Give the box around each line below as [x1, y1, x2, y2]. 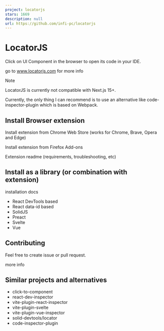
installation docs [5, 188, 38, 195]
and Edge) [5, 135, 26, 141]
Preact [12, 214, 26, 220]
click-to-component [12, 289, 53, 295]
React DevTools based [12, 198, 58, 204]
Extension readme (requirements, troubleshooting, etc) [5, 154, 117, 159]
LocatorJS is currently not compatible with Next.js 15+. [5, 87, 116, 93]
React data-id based [12, 203, 54, 210]
